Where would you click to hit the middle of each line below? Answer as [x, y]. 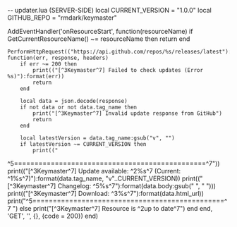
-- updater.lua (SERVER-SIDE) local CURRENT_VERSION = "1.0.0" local [109, 10]
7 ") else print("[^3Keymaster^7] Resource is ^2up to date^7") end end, [110, 208]
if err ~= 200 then [49, 64]
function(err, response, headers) [58, 58]
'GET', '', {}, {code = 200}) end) [53, 216]
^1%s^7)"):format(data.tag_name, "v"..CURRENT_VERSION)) [94, 178]
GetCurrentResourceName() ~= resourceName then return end [99, 39]
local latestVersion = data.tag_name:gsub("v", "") [97, 138]
